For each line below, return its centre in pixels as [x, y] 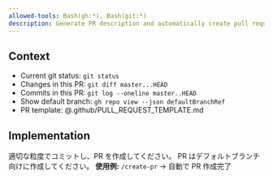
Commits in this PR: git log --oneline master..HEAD [108, 93]
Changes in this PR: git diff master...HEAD [94, 84]
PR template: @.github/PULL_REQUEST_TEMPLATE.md [112, 110]
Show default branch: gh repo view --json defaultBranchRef [123, 101]
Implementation [50, 136]
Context [29, 56]
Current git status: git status [69, 76]
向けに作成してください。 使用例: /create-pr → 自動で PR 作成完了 [120, 166]
